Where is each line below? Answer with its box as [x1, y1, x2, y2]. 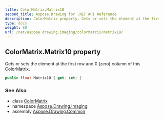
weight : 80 [5, 25, 27, 30]
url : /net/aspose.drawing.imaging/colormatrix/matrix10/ [5, 30, 123, 35]
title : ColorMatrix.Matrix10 [5, 7, 64, 12]
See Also [5, 87, 27, 94]
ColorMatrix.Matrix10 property [5, 48, 101, 56]
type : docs [5, 20, 27, 26]
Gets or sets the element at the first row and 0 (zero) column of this [5, 60, 141, 66]
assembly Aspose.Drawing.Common [12, 108, 85, 114]
